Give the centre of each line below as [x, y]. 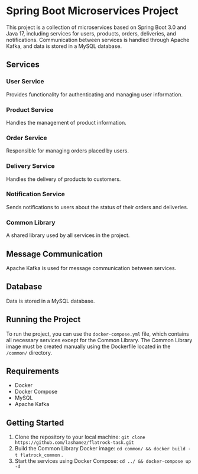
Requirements [33, 371]
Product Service [30, 109]
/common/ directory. [29, 352]
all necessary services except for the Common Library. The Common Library [99, 340]
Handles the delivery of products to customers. [64, 179]
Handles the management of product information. [66, 122]
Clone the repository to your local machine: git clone [80, 437]
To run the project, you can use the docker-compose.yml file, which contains [98, 334]
